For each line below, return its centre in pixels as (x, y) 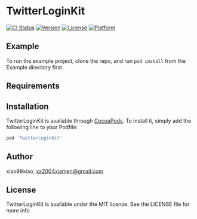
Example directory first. (35, 67)
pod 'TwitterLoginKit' (34, 138)
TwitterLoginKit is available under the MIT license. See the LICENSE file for (98, 204)
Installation (27, 106)
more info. (19, 211)
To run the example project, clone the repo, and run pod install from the (96, 60)
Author (19, 157)
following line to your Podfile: (42, 127)
